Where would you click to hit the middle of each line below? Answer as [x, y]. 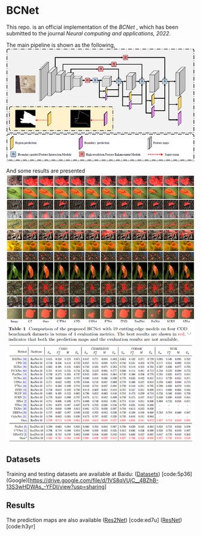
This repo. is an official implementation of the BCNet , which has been [92, 27]
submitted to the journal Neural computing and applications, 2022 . [89, 33]
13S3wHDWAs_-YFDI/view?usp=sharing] [56, 486]
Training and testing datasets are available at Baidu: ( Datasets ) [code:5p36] [99, 474]
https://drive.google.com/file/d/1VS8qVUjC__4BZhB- [94, 480]
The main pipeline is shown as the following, [61, 45]
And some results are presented [46, 171]
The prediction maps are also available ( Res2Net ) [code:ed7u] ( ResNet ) [94, 520]
